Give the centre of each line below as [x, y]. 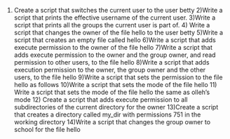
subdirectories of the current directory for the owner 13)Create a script [116, 107]
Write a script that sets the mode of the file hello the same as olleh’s [112, 92]
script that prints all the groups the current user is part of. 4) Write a [112, 25]
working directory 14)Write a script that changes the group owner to [112, 122]
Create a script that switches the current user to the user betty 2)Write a [118, 10]
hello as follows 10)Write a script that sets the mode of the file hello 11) [115, 85]
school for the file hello [47, 130]
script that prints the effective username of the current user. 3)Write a [115, 18]
